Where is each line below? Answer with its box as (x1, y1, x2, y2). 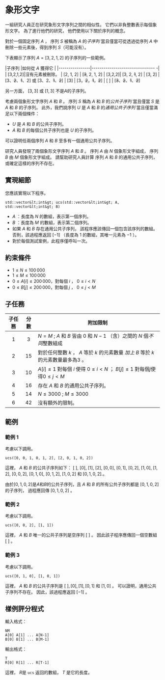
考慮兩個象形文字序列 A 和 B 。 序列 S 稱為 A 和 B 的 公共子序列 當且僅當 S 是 (5, 98, 160, 104)
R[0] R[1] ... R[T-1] (5, 660, 50, 665)
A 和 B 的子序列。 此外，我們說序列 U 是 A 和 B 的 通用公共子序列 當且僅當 (5, 104, 154, 110)
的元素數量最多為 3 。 (37, 356, 87, 363)
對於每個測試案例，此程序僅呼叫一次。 (12, 238, 90, 244)
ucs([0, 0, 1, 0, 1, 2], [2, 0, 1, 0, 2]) (5, 456, 93, 461)
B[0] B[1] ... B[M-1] (5, 637, 50, 642)
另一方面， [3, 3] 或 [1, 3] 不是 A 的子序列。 (5, 88, 89, 94)
